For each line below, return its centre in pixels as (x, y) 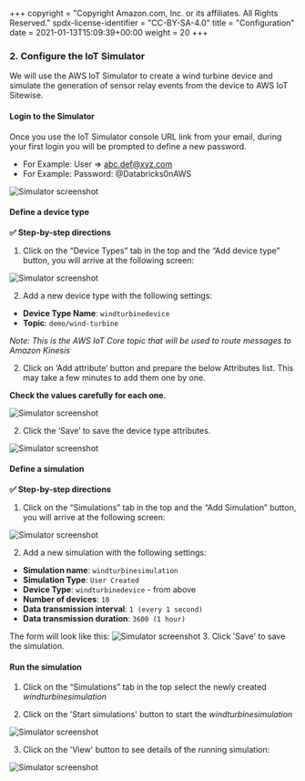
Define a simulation (47, 469)
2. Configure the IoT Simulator (77, 56)
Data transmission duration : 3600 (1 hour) (104, 618)
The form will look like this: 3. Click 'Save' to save (147, 636)
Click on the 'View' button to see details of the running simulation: (146, 750)
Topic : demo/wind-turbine (71, 323)
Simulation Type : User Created (81, 580)
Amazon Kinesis (40, 350)
